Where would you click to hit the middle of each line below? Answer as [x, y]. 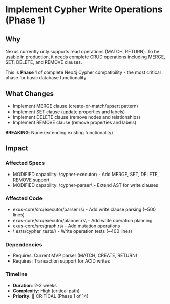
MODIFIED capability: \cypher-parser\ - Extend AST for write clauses [86, 185]
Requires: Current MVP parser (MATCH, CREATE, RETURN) [75, 256]
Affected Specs [25, 163]
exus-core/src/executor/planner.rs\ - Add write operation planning [82, 220]
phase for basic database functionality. [47, 78]
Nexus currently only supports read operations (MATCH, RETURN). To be [82, 51]
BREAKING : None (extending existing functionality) [59, 132]
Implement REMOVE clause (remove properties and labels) [75, 122]
